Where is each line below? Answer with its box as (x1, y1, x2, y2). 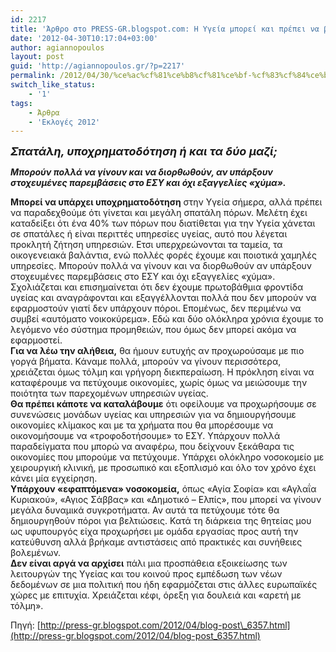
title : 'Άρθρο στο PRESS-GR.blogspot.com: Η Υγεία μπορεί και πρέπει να (10, 24, 320, 34)
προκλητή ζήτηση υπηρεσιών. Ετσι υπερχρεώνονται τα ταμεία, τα (10, 239, 283, 251)
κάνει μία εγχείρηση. (10, 472, 98, 485)
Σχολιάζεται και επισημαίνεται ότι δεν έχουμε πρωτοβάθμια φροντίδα (10, 281, 304, 293)
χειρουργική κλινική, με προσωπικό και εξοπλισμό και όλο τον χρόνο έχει (10, 462, 317, 474)
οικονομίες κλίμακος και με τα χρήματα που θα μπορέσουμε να (10, 419, 274, 431)
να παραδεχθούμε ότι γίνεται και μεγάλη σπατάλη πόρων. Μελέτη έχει (10, 207, 308, 219)
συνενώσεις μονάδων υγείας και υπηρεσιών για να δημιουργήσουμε (10, 409, 297, 421)
